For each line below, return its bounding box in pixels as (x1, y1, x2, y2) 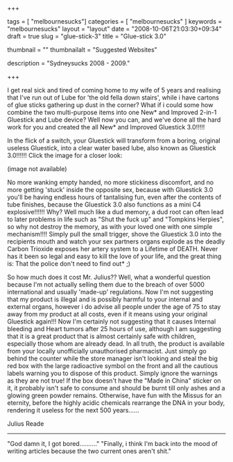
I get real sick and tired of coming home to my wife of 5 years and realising (7, 86, 221, 94)
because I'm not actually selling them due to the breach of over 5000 (7, 280, 205, 289)
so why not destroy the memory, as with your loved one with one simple (7, 223, 213, 230)
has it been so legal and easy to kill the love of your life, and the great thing (7, 252, 222, 260)
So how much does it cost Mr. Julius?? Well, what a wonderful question (7, 273, 211, 281)
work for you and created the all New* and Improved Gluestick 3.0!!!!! (7, 123, 205, 131)
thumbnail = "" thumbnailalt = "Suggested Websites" (7, 46, 157, 54)
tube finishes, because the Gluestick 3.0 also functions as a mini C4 (7, 200, 201, 209)
